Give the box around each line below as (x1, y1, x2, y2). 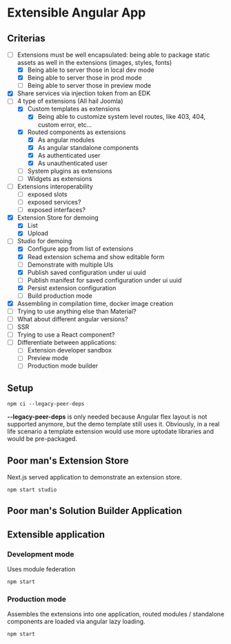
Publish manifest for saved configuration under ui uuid (27, 276, 182, 284)
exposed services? (27, 198, 81, 207)
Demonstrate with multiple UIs (27, 261, 114, 269)
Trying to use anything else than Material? (17, 307, 137, 315)
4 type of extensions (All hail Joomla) (17, 97, 123, 105)
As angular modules (37, 135, 95, 144)
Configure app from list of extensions (27, 245, 134, 253)
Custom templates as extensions (27, 105, 121, 113)
